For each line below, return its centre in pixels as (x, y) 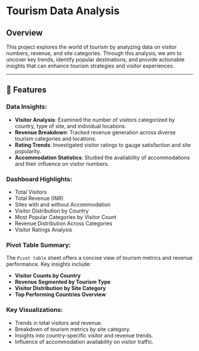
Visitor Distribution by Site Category (60, 288)
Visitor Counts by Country (48, 276)
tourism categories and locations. (55, 139)
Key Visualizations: (35, 310)
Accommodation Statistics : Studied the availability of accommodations (102, 157)
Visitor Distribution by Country (52, 211)
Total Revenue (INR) (39, 198)
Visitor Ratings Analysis (43, 230)
